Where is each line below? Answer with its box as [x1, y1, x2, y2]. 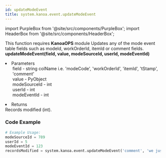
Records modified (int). [5, 107, 52, 113]
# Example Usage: [5, 130, 41, 135]
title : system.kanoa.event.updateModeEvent [5, 12, 96, 17]
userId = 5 [5, 139, 28, 144]
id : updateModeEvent [5, 7, 48, 12]
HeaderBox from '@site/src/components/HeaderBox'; [5, 31, 115, 37]
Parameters [11, 60, 35, 66]
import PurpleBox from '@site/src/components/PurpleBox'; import [5, 25, 140, 31]
